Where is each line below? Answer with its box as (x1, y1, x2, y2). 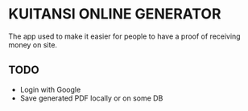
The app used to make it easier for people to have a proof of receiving (8, 31, 241, 41)
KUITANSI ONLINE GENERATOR (8, 5, 221, 23)
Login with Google (19, 84, 81, 94)
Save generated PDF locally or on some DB (19, 93, 163, 103)
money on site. (8, 39, 58, 49)
